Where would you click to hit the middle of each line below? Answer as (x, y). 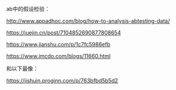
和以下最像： (22, 69)
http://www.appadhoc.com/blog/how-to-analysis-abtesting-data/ (88, 21)
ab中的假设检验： (28, 9)
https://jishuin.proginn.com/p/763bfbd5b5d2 (62, 81)
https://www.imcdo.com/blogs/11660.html (59, 56)
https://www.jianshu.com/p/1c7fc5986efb (58, 44)
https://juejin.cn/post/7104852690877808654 (64, 33)
